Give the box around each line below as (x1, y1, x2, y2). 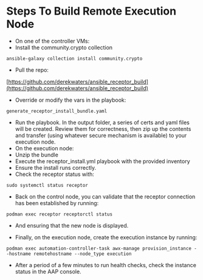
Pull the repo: (15, 66, 49, 74)
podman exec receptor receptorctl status (6, 211, 113, 217)
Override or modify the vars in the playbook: (15, 96, 126, 103)
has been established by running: (15, 199, 99, 206)
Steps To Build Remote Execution (6, 4, 177, 18)
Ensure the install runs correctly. (15, 164, 97, 171)
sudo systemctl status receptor (6, 182, 88, 188)
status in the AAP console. (15, 268, 81, 275)
